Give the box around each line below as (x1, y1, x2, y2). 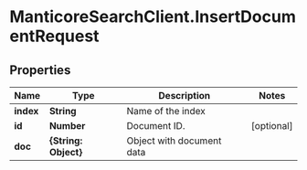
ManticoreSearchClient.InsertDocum (9, 6, 297, 27)
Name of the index (126, 105, 206, 117)
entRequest (9, 26, 100, 47)
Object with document (126, 134, 222, 147)
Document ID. (126, 120, 185, 132)
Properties (9, 62, 71, 78)
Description (158, 90, 211, 101)
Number (48, 120, 86, 132)
